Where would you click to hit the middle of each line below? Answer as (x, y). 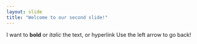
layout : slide (24, 12)
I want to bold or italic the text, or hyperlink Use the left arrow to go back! (99, 34)
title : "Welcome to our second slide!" (57, 17)
